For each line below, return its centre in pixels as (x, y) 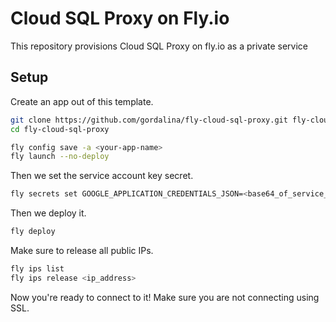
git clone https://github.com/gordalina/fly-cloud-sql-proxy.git (149, 120)
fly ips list (37, 269)
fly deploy (33, 232)
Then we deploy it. (48, 213)
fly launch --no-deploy (60, 157)
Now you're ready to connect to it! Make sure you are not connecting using (165, 297)
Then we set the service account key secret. (102, 176)
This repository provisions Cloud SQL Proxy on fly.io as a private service (159, 46)
